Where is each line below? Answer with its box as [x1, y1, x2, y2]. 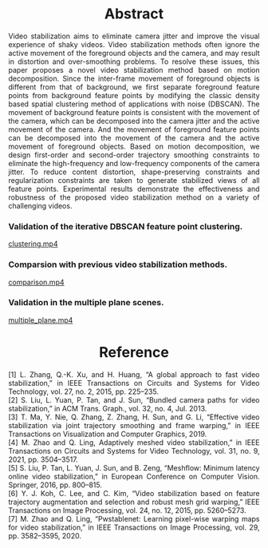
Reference [99, 343, 169, 362]
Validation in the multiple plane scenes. [8, 297, 164, 308]
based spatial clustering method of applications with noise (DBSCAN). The [8, 99, 260, 109]
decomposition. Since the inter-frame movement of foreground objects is [8, 73, 260, 83]
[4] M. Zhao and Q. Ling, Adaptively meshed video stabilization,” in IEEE [8, 437, 260, 447]
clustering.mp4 [8, 239, 58, 248]
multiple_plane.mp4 [8, 315, 73, 324]
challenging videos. [8, 201, 73, 210]
